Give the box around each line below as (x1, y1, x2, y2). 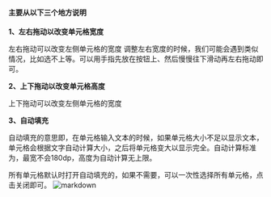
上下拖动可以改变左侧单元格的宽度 (8, 98, 122, 108)
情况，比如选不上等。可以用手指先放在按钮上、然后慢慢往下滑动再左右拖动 (8, 54, 256, 64)
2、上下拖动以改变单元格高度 (8, 82, 105, 91)
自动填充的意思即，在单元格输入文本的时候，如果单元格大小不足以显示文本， (8, 133, 264, 143)
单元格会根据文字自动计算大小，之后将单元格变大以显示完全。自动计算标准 (8, 143, 256, 153)
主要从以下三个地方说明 (8, 7, 87, 17)
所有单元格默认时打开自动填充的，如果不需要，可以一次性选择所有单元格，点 (8, 170, 264, 180)
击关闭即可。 (8, 180, 51, 190)
